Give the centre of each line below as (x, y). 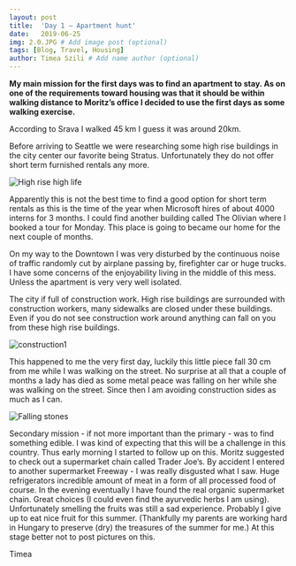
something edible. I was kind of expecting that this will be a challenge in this (148, 443)
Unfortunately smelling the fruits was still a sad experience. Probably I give (145, 509)
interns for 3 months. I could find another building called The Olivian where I (148, 218)
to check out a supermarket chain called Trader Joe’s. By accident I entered (147, 462)
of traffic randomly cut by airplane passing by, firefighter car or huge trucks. (148, 263)
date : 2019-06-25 (45, 34)
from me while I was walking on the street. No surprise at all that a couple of (148, 371)
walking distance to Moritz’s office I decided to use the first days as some (147, 102)
